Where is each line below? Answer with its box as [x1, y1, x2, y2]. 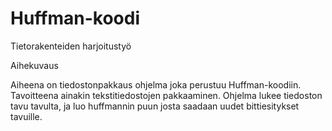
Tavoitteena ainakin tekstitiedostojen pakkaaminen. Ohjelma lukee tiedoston [10, 89, 323, 101]
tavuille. [10, 110, 43, 122]
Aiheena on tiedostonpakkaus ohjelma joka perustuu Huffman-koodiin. [10, 78, 302, 91]
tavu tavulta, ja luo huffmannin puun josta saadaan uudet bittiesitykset [10, 100, 300, 112]
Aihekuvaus [10, 59, 59, 71]
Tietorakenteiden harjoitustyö [10, 40, 132, 52]
